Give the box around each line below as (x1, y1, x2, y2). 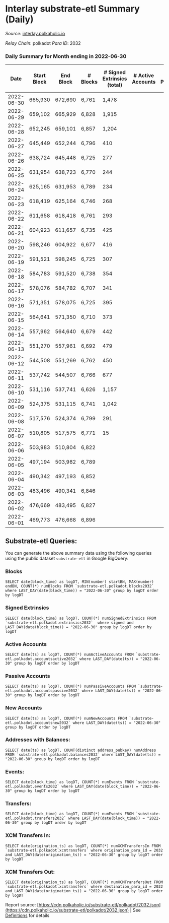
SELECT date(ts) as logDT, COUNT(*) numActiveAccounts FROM (5, 652, 134, 657)
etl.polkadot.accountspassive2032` (5, 688, 80, 693)
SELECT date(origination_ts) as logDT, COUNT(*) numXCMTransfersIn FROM (5, 843, 161, 848)
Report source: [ (5, 902, 39, 908)
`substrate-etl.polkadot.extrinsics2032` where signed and (5, 620, 134, 625)
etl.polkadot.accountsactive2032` (5, 656, 78, 662)
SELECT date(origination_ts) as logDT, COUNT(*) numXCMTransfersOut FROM (5, 880, 163, 885)
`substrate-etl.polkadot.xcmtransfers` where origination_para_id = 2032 (5, 847, 163, 853)
